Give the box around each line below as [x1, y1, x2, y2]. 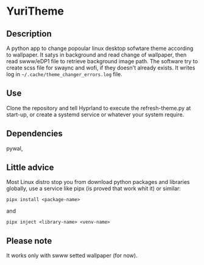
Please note [6, 236, 52, 246]
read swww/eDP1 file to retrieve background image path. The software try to [6, 58, 198, 65]
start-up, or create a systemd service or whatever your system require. [6, 111, 185, 118]
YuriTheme [6, 4, 64, 18]
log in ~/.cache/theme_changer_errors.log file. [6, 71, 123, 77]
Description [6, 29, 52, 39]
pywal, [6, 144, 23, 152]
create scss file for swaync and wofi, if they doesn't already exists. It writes [6, 64, 195, 71]
